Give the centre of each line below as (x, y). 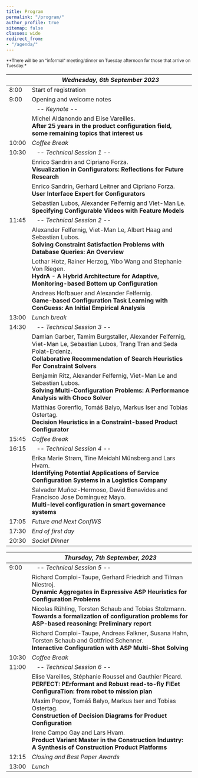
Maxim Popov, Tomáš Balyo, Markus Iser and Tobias (104, 701)
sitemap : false (25, 28)
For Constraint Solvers (64, 366)
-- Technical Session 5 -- (74, 568)
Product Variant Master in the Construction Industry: (108, 740)
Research (45, 176)
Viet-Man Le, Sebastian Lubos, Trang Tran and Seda (105, 344)
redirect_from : (25, 39)
